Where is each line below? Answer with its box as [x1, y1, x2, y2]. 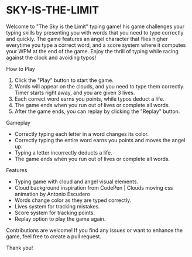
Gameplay [6, 119, 31, 126]
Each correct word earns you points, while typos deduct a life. [14, 95, 165, 102]
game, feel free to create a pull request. [6, 232, 101, 240]
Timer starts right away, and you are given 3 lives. [14, 89, 135, 96]
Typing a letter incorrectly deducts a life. [14, 149, 112, 156]
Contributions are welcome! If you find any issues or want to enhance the [6, 227, 183, 234]
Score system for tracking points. [14, 209, 95, 216]
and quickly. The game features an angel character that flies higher [6, 35, 168, 42]
